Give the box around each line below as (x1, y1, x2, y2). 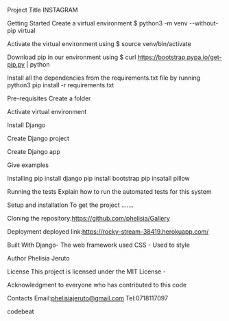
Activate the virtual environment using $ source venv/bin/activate (7, 40, 192, 47)
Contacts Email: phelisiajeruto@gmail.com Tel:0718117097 (7, 294, 169, 302)
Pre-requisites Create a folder (7, 94, 91, 102)
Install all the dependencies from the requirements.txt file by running (7, 74, 201, 82)
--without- (189, 19, 219, 27)
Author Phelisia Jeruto (7, 254, 70, 262)
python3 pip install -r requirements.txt (7, 81, 114, 89)
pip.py (7, 60, 25, 68)
